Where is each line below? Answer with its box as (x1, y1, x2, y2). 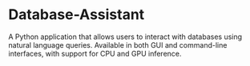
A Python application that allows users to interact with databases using (8, 32, 243, 41)
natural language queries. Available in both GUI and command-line (8, 40, 228, 49)
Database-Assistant (8, 6, 145, 24)
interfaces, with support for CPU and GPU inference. (8, 49, 182, 58)
